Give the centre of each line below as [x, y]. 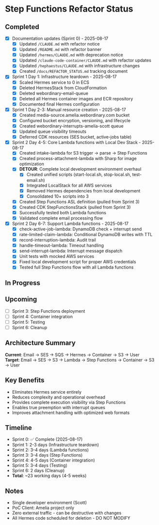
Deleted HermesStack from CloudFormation [63, 88]
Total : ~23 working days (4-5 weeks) [49, 476]
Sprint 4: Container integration [42, 317]
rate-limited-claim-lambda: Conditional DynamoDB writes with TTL [86, 235]
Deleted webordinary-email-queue [54, 93]
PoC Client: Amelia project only [43, 508]
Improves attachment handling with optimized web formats [71, 413]
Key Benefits [25, 380]
